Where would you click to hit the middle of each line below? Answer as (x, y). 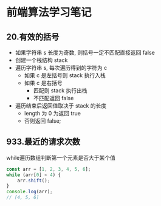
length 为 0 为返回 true (52, 113)
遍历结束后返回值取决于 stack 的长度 (61, 106)
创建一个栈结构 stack (41, 60)
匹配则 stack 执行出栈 (60, 91)
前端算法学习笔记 (49, 12)
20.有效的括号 (33, 37)
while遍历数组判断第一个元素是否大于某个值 (61, 157)
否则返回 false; (43, 121)
